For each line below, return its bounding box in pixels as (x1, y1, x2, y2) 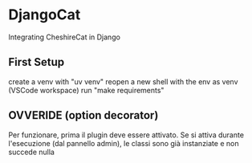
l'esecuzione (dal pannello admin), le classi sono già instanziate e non (8, 138, 239, 148)
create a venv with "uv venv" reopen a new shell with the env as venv (8, 76, 238, 86)
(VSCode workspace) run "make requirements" (8, 85, 165, 95)
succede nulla (8, 147, 55, 157)
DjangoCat (8, 6, 81, 24)
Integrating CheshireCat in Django (8, 32, 120, 42)
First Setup (8, 55, 65, 69)
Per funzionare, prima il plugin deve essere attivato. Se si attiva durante (8, 130, 245, 140)
